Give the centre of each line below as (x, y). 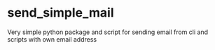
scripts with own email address (52, 39)
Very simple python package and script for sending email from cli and (108, 32)
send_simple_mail (61, 13)
